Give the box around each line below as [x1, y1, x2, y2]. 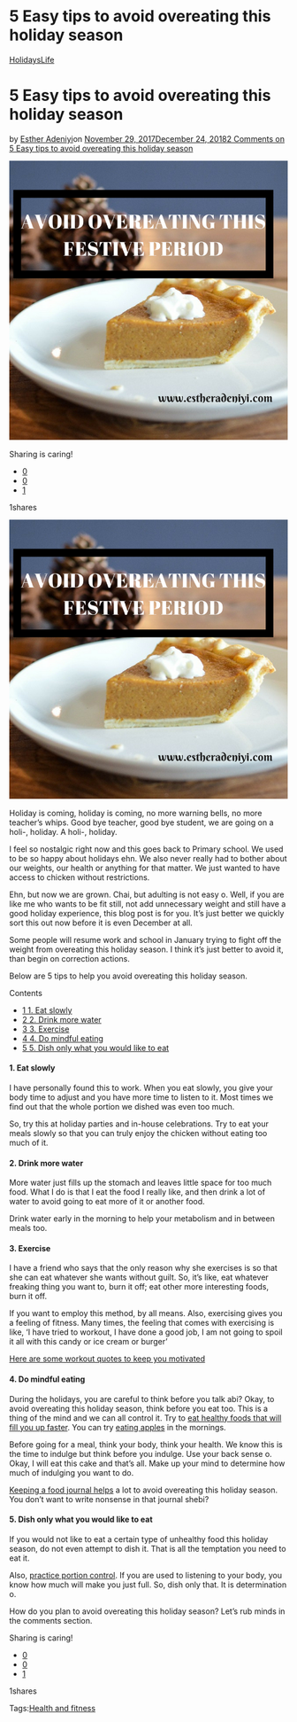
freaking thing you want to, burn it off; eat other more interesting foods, [9, 1282, 270, 1292]
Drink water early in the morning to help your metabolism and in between [9, 1213, 276, 1224]
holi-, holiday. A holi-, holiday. [9, 826, 118, 837]
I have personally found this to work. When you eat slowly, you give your [9, 1083, 274, 1094]
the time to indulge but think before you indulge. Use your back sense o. [9, 1448, 272, 1459]
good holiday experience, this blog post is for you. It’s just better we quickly [9, 908, 285, 918]
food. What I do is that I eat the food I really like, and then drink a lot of [9, 1187, 266, 1197]
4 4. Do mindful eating [21, 1032, 104, 1043]
